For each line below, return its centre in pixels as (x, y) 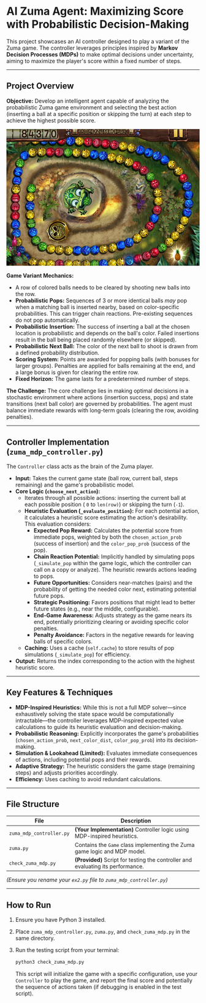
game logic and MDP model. (110, 851)
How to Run (29, 905)
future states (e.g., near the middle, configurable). (97, 609)
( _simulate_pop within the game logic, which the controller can (112, 563)
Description (136, 821)
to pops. (44, 576)
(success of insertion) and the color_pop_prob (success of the (112, 544)
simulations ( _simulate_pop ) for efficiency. (77, 655)
